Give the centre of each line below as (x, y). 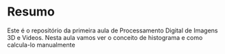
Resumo (31, 12)
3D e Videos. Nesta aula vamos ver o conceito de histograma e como (105, 37)
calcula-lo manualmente (41, 45)
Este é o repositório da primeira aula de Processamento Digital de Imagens (113, 30)
